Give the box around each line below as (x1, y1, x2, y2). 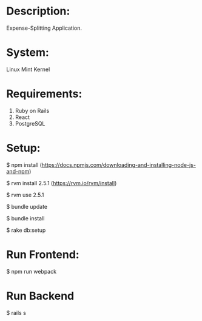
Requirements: (6, 87, 82, 101)
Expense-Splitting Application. (6, 24, 82, 32)
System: (6, 46, 50, 59)
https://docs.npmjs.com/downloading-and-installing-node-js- (41, 161, 196, 168)
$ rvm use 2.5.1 (6, 191, 44, 198)
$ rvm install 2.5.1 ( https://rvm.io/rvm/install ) (6, 179, 117, 186)
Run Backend (6, 289, 75, 303)
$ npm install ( (6, 161, 42, 168)
